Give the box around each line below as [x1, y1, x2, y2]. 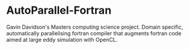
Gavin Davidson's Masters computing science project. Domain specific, [6, 23, 184, 30]
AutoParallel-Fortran [6, 4, 112, 17]
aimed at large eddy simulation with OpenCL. [6, 36, 118, 43]
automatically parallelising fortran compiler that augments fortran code [6, 29, 182, 36]
